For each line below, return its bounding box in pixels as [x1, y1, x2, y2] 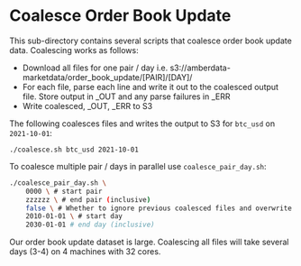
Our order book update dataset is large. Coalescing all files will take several [9, 236, 289, 248]
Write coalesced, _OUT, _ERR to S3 [22, 100, 153, 111]
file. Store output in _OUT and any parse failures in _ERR [22, 91, 232, 102]
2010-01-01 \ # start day [25, 212, 123, 221]
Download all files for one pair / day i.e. [22, 62, 169, 73]
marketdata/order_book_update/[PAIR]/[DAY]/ [22, 71, 193, 82]
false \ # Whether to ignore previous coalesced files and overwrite [25, 204, 293, 213]
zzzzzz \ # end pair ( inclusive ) [25, 195, 151, 204]
